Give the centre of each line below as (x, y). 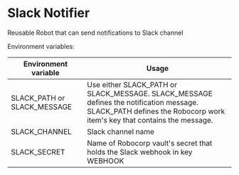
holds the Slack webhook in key (140, 152)
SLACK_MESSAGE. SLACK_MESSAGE (150, 94)
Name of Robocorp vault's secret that (150, 143)
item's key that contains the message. (150, 120)
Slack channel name (121, 131)
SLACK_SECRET (38, 152)
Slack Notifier (49, 13)
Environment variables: (41, 46)
